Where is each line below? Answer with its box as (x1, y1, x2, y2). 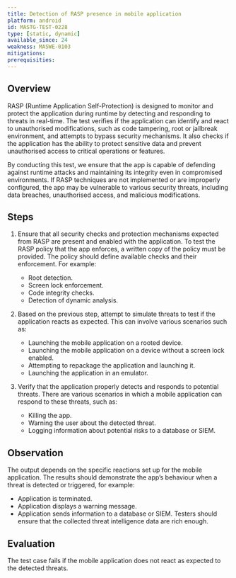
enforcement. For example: (17, 260, 97, 268)
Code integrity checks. (28, 288, 95, 297)
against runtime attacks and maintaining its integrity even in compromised (7, 168, 223, 176)
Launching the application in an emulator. (28, 369, 148, 378)
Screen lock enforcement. (28, 281, 104, 290)
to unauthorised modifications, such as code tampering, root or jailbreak (7, 124, 218, 132)
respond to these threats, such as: (17, 397, 118, 406)
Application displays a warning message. (17, 502, 138, 511)
